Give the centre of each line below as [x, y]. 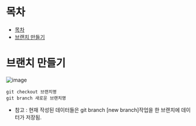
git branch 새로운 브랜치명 [36, 98]
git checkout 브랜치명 [31, 92]
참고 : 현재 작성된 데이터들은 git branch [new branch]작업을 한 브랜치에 [97, 109]
